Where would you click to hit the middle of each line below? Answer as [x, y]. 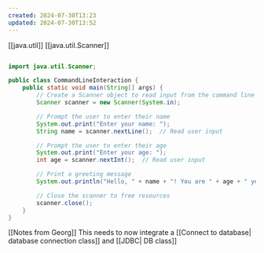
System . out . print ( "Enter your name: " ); [103, 124]
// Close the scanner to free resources [103, 196]
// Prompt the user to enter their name [103, 116]
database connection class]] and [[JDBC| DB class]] [93, 241]
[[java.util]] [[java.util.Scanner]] [59, 45]
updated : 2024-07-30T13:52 [52, 23]
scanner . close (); [64, 203]
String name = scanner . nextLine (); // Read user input [130, 131]
